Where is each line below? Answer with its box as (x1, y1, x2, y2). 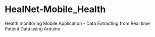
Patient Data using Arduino (5, 25, 61, 31)
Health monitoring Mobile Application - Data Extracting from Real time (5, 20, 150, 26)
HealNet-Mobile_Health (5, 4, 106, 15)
